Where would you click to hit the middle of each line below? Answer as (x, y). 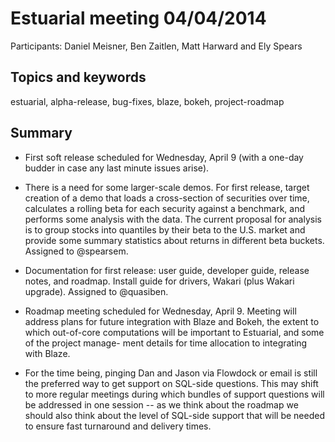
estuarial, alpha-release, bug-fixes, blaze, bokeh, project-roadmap (147, 101)
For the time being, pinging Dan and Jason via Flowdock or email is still (171, 373)
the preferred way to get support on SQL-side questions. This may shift (171, 383)
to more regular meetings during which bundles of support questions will (174, 394)
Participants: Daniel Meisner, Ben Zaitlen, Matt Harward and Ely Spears (156, 46)
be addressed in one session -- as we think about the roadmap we (161, 404)
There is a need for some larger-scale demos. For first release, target (167, 187)
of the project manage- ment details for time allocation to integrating (166, 343)
